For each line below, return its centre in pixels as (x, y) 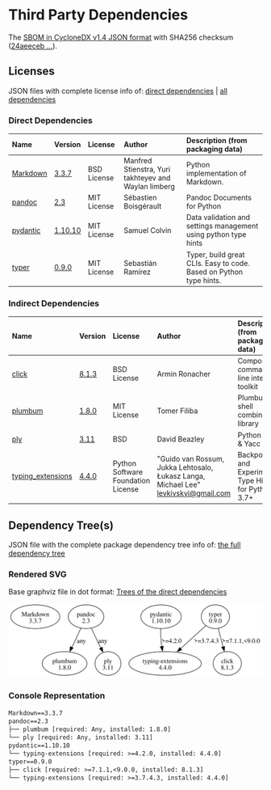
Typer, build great (215, 254)
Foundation (131, 480)
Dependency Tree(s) (61, 525)
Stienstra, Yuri (147, 169)
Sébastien (140, 198)
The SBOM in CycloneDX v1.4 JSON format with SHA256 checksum (121, 37)
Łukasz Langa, (181, 476)
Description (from (217, 140)
